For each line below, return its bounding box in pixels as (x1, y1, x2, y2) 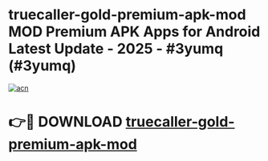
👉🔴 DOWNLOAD (8, 113, 123, 131)
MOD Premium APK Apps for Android (8, 22, 261, 41)
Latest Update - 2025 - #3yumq (8, 40, 224, 58)
